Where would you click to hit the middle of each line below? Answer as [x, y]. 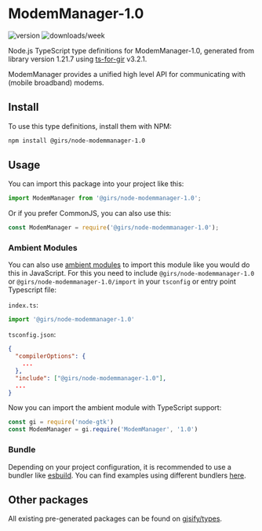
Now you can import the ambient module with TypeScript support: [115, 408]
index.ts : [24, 305]
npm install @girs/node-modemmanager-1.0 [77, 141]
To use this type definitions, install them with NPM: [90, 126]
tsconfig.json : [32, 335]
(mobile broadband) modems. [56, 82]
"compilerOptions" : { [51, 357]
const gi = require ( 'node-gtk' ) [61, 422]
